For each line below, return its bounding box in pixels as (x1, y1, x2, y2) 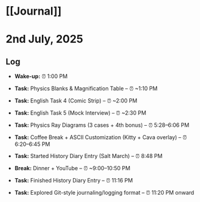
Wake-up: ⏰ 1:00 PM (14, 73, 68, 80)
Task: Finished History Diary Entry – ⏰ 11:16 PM (14, 177, 133, 184)
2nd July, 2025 (5, 32, 83, 46)
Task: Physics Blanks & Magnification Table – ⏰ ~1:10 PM (14, 85, 158, 92)
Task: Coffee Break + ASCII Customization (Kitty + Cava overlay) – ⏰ (14, 134, 187, 141)
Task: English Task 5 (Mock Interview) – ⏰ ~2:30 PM (14, 109, 147, 117)
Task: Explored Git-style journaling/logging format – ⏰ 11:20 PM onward (14, 189, 195, 197)
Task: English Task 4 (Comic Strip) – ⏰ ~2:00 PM (14, 97, 137, 104)
